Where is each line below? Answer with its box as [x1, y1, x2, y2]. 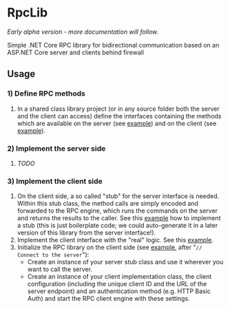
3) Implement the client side [7, 176, 103, 186]
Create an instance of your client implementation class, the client [27, 273, 212, 281]
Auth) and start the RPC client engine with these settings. [27, 295, 191, 303]
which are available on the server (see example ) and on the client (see [17, 119, 217, 127]
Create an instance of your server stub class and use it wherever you [27, 258, 224, 266]
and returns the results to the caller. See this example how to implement [17, 214, 221, 222]
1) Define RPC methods [7, 89, 86, 98]
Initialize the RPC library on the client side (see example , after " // [17, 243, 202, 252]
